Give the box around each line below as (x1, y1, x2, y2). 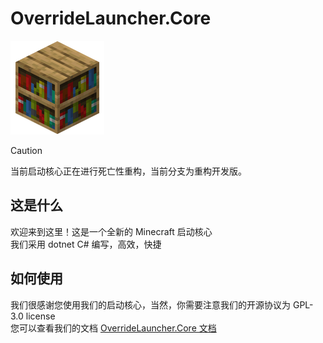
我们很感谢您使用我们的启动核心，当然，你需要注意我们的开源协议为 (10, 298, 291, 311)
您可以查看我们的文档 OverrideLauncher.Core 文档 (10, 322, 217, 334)
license (25, 310, 56, 322)
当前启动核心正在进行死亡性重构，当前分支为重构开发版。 (10, 165, 247, 177)
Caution (10, 144, 43, 156)
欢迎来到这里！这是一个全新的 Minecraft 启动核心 (10, 225, 213, 237)
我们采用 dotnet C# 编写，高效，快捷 (10, 238, 162, 250)
